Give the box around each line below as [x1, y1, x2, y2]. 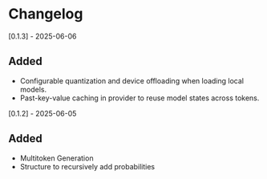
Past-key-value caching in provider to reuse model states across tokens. [19, 93, 260, 103]
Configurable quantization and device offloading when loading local [19, 75, 245, 85]
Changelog [8, 5, 83, 23]
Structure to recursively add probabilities [19, 161, 156, 171]
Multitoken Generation [19, 153, 94, 163]
